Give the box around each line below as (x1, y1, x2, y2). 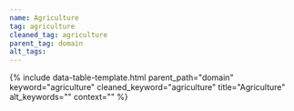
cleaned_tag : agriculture (9, 30, 107, 39)
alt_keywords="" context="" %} (9, 92, 129, 103)
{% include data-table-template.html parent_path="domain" (9, 72, 234, 83)
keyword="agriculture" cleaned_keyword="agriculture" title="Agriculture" (9, 82, 286, 93)
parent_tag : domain (9, 38, 84, 48)
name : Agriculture (9, 13, 79, 23)
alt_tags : (9, 47, 47, 56)
